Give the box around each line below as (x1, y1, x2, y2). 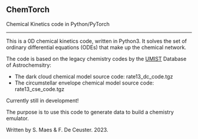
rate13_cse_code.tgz (14, 85, 65, 92)
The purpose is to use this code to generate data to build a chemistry (6, 108, 174, 115)
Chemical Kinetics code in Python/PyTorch (6, 20, 110, 27)
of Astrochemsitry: (6, 62, 52, 69)
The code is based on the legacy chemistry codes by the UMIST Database (6, 55, 187, 62)
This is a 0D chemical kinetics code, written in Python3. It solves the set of (6, 37, 187, 44)
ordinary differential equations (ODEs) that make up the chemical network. (6, 44, 187, 51)
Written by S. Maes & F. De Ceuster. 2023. (6, 126, 108, 133)
